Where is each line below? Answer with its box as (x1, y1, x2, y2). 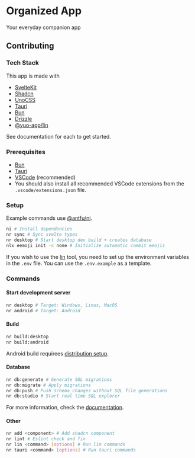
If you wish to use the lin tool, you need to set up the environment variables (6, 253, 189, 260)
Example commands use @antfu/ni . (6, 214, 93, 222)
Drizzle (14, 115, 32, 122)
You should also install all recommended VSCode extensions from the (14, 180, 184, 187)
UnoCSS (14, 96, 36, 103)
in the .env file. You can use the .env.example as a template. (6, 260, 152, 267)
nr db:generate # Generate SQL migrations (6, 376, 112, 383)
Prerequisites (6, 148, 45, 156)
